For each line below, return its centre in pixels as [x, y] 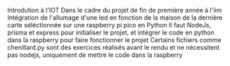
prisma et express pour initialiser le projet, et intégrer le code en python [111, 32]
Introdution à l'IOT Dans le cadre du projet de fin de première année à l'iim [115, 10]
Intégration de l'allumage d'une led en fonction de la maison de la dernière [115, 18]
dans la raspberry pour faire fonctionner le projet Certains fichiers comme [114, 40]
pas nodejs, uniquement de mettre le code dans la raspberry [95, 55]
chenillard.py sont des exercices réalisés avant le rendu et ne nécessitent [114, 47]
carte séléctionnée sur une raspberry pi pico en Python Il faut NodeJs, [109, 25]
